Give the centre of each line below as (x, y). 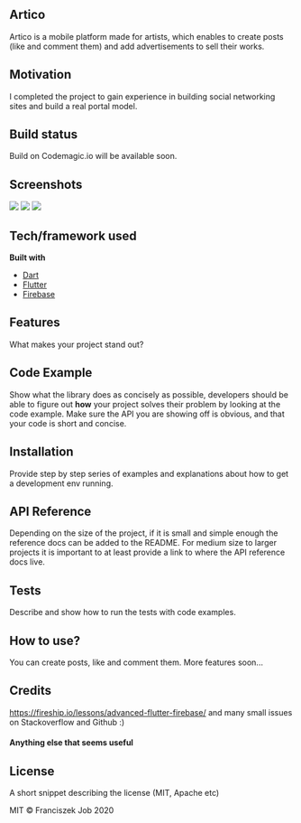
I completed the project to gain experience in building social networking (142, 96)
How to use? (45, 641)
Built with (27, 257)
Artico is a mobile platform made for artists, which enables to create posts (146, 36)
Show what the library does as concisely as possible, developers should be (149, 394)
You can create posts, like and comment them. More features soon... (137, 662)
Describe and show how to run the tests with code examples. (123, 613)
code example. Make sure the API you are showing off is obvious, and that (147, 414)
